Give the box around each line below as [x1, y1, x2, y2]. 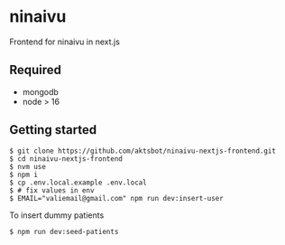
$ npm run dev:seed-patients [9, 227, 119, 236]
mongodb [22, 86, 59, 97]
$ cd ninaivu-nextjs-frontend [9, 154, 124, 164]
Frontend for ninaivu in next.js [9, 36, 120, 47]
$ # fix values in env [9, 185, 95, 195]
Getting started [9, 122, 97, 137]
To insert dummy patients [9, 210, 105, 221]
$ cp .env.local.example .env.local [9, 178, 147, 187]
